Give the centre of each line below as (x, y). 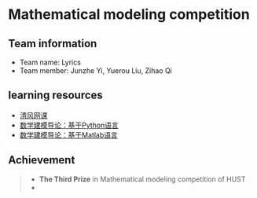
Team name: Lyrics (50, 62)
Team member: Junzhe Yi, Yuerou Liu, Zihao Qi (96, 71)
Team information (53, 44)
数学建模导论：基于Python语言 (69, 125)
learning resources (56, 95)
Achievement (42, 160)
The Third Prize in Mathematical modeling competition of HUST (142, 179)
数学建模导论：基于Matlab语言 (68, 134)
